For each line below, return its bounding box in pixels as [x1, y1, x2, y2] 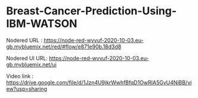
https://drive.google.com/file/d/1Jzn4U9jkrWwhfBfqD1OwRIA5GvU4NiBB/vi [6, 79, 192, 86]
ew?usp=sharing [6, 85, 48, 92]
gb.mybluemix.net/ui [6, 61, 57, 68]
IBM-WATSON [6, 17, 78, 30]
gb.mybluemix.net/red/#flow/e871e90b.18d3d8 [6, 43, 122, 50]
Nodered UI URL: [6, 54, 48, 62]
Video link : [6, 72, 34, 79]
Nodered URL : [6, 36, 43, 44]
